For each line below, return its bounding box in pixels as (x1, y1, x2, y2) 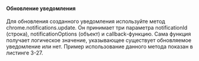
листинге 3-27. (6, 49, 43, 56)
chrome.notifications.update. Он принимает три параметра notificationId (6, 24, 188, 31)
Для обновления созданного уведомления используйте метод (6, 18, 165, 25)
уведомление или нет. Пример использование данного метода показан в (6, 43, 193, 50)
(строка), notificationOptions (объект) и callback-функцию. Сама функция (6, 30, 191, 38)
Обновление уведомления (6, 5, 76, 12)
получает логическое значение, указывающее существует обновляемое (6, 37, 192, 44)
